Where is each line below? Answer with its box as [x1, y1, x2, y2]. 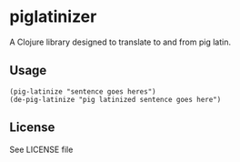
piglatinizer [9, 6, 97, 27]
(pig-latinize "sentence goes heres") [9, 86, 156, 96]
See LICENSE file [9, 144, 74, 155]
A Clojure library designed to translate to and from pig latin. [9, 36, 232, 47]
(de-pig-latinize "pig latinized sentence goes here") [9, 95, 222, 104]
